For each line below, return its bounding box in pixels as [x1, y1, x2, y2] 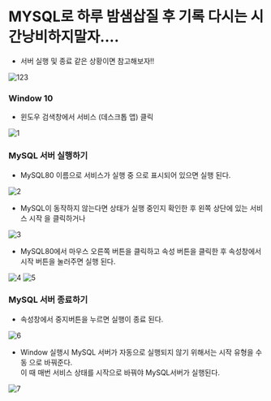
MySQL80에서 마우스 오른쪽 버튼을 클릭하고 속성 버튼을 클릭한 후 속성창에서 [19, 246, 262, 256]
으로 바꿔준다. [28, 357, 73, 367]
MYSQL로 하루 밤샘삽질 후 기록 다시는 [8, 7, 247, 26]
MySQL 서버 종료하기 [8, 294, 88, 305]
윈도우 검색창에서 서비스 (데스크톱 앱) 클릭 [19, 112, 154, 122]
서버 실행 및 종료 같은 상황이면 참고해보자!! [19, 56, 155, 66]
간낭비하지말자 [8, 28, 101, 46]
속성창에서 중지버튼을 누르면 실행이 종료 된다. [19, 314, 164, 324]
